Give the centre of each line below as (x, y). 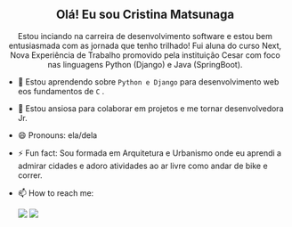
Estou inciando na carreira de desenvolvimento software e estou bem (145, 36)
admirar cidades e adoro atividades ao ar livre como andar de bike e (143, 166)
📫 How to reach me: (56, 193)
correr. (30, 175)
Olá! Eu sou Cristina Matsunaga (145, 15)
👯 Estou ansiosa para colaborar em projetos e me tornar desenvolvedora (150, 108)
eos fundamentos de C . (61, 91)
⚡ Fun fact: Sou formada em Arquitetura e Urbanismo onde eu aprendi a (150, 153)
